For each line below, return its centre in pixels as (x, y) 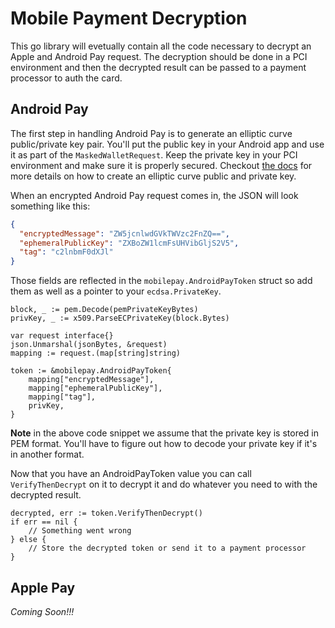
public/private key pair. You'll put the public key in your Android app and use (167, 144)
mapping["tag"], (62, 397)
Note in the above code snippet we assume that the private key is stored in (165, 433)
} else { (28, 540)
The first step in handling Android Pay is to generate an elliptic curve (151, 133)
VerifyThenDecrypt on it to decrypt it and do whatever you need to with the (164, 484)
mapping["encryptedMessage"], (91, 380)
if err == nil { (44, 522)
